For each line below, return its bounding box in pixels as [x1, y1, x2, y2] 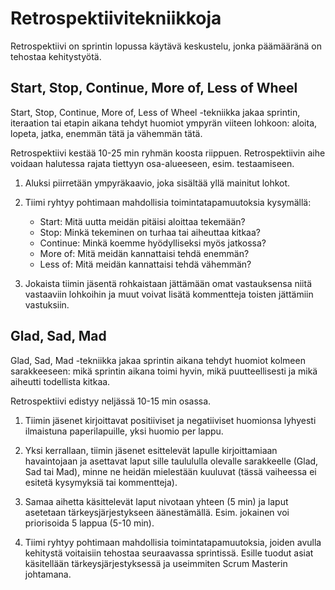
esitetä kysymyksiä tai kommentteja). [24, 476, 178, 488]
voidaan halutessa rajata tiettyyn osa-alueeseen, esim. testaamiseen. [10, 157, 295, 169]
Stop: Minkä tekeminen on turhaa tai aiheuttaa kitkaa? [39, 226, 261, 238]
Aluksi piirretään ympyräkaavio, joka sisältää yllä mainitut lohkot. [24, 177, 291, 189]
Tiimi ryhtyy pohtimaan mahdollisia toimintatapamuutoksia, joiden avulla [24, 536, 322, 548]
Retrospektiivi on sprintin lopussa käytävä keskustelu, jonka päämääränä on [10, 40, 323, 52]
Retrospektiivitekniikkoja [10, 7, 222, 30]
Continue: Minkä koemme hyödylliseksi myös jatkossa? [39, 237, 267, 249]
